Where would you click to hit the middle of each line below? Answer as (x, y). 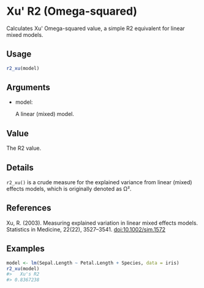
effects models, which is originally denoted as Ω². (69, 189)
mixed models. (25, 34)
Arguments (28, 88)
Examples (25, 249)
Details (20, 167)
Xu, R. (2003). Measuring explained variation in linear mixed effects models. (102, 223)
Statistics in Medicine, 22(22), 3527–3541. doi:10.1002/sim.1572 (86, 229)
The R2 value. (24, 148)
